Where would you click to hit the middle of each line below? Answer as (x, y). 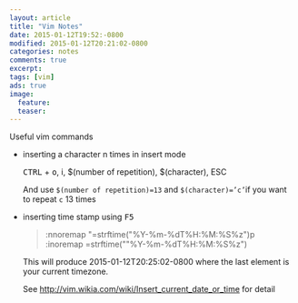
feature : (34, 102)
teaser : (32, 111)
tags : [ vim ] (32, 77)
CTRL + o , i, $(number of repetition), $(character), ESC (124, 172)
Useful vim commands (51, 136)
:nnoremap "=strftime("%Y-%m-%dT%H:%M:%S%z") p (150, 235)
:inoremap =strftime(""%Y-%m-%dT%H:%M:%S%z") (146, 244)
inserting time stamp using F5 (78, 217)
